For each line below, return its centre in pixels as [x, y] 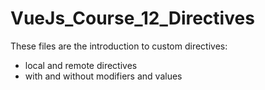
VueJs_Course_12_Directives [132, 18]
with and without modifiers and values [103, 76]
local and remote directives [81, 65]
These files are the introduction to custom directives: [119, 46]
